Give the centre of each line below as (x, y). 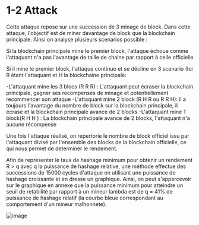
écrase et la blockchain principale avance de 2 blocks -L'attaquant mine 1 (96, 112)
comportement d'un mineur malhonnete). (56, 204)
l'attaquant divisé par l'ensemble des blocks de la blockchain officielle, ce (97, 142)
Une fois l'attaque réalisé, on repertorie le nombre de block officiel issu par (98, 136)
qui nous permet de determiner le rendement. (62, 148)
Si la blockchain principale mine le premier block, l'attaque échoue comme (97, 50)
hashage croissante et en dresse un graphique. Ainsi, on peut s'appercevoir (99, 179)
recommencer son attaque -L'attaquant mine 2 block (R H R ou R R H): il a (96, 99)
